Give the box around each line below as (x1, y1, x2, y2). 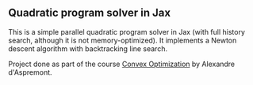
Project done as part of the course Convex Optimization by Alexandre (8, 59, 236, 68)
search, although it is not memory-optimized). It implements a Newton (8, 35, 237, 45)
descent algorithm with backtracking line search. (8, 43, 168, 54)
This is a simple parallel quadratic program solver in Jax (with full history (8, 27, 246, 36)
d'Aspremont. (8, 67, 53, 77)
